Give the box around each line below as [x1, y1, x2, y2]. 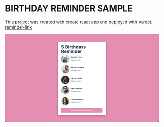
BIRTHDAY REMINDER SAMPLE [5, 3, 133, 14]
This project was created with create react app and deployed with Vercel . [5, 19, 153, 25]
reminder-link [5, 24, 32, 30]
